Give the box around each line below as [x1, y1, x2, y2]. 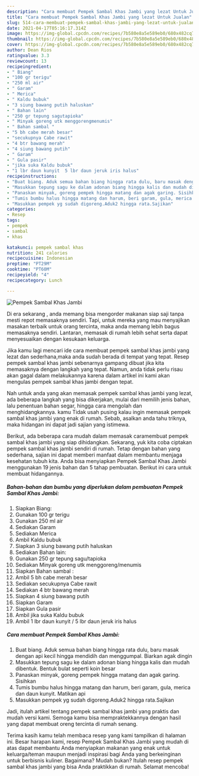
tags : [6, 217, 20, 223]
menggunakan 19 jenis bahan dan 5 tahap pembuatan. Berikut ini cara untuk [6, 464, 192, 471]
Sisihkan [15, 677, 37, 684]
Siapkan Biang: [15, 504, 52, 511]
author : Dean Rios [6, 47, 52, 53]
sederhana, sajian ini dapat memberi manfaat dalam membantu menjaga [6, 451, 182, 458]
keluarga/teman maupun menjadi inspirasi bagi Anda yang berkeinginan [6, 751, 181, 758]
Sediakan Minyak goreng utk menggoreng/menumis [15, 561, 142, 568]
